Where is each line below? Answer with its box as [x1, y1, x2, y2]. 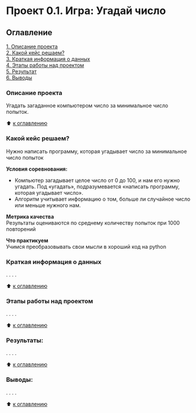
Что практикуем [6, 236, 49, 244]
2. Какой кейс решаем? [6, 49, 65, 56]
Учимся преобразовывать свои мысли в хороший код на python [6, 243, 167, 250]
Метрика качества [6, 213, 54, 220]
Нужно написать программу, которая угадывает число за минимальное [6, 148, 187, 155]
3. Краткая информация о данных [6, 56, 91, 62]
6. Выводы [6, 75, 32, 81]
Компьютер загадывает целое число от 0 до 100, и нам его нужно [14, 177, 180, 184]
